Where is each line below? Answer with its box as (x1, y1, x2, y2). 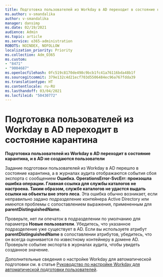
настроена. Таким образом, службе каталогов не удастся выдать (5, 186, 146, 192)
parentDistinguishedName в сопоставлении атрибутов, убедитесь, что (5, 231, 152, 237)
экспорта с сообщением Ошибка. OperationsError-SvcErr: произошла (5, 175, 152, 181)
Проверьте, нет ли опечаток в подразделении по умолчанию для (5, 216, 141, 222)
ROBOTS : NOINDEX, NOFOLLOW (5, 43, 60, 48)
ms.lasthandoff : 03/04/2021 (5, 88, 62, 93)
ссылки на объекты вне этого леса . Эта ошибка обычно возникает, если (5, 191, 158, 197)
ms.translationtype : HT (5, 79, 53, 84)
